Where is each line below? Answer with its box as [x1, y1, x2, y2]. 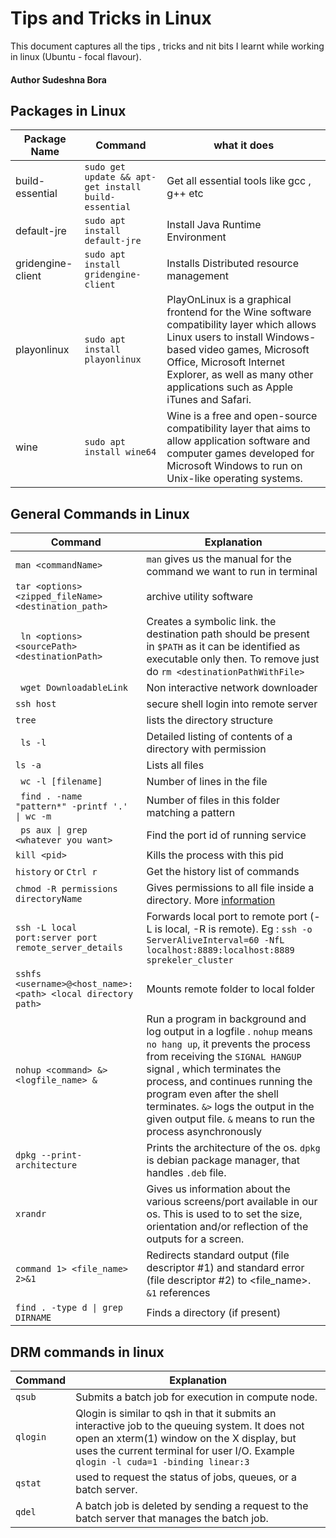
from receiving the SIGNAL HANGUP [146, 1050, 302, 1064]
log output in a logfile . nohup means [146, 1025, 313, 1039]
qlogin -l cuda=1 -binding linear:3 [75, 1456, 250, 1467]
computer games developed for [166, 447, 315, 461]
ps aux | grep [20, 825, 88, 836]
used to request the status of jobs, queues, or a [75, 1470, 298, 1484]
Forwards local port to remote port [146, 910, 308, 924]
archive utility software [146, 590, 254, 604]
